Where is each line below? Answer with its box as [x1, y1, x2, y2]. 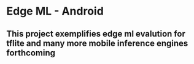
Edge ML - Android [6, 4, 104, 18]
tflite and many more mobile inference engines [6, 38, 188, 48]
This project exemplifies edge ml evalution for [6, 29, 185, 39]
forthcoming [6, 48, 55, 58]
